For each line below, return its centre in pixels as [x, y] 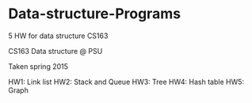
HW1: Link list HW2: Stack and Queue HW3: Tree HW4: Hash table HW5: [126, 82]
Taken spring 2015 [38, 66]
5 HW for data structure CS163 [58, 36]
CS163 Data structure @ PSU [55, 51]
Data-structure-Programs [94, 14]
